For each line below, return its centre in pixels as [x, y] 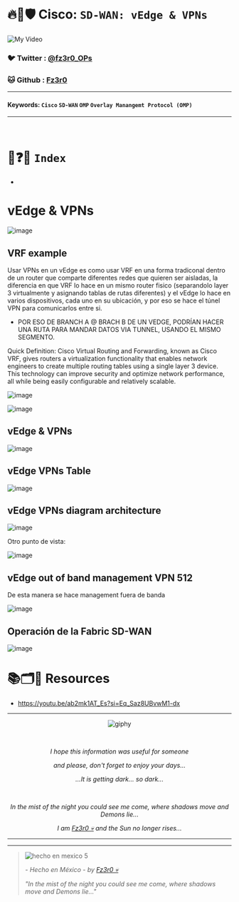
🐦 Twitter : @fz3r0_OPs [50, 58]
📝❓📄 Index [37, 157]
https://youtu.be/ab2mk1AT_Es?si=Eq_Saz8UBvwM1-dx [99, 704]
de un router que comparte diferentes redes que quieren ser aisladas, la [113, 278]
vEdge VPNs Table [49, 471]
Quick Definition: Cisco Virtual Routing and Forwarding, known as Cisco [112, 351]
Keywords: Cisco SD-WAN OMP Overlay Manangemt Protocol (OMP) [100, 104]
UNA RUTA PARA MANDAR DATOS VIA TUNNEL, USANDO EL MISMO [119, 330]
